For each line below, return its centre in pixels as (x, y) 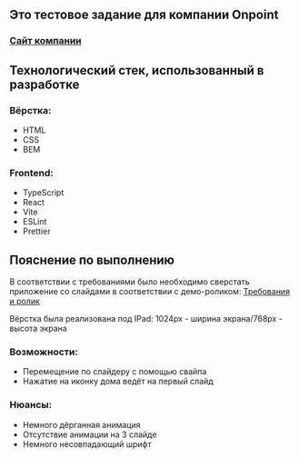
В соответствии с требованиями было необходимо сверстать (130, 282)
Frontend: (32, 173)
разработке (45, 84)
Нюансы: (31, 405)
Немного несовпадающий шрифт (87, 443)
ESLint (35, 222)
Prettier (36, 232)
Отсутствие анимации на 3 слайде (90, 434)
